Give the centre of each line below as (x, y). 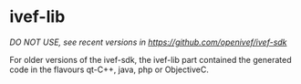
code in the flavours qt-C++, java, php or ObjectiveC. (109, 69)
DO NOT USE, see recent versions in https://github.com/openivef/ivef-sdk (148, 42)
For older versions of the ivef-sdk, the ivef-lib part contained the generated (150, 59)
